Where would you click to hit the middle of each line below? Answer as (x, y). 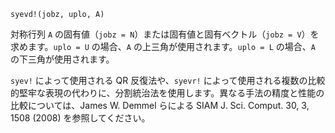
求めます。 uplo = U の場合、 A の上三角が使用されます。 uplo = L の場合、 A (163, 46)
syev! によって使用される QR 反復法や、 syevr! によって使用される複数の (159, 80)
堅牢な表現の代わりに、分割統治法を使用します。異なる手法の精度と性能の (171, 93)
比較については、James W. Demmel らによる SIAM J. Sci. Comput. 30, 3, (160, 105)
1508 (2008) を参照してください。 (80, 118)
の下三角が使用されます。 (62, 59)
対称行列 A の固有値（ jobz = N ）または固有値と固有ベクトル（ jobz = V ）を (165, 34)
